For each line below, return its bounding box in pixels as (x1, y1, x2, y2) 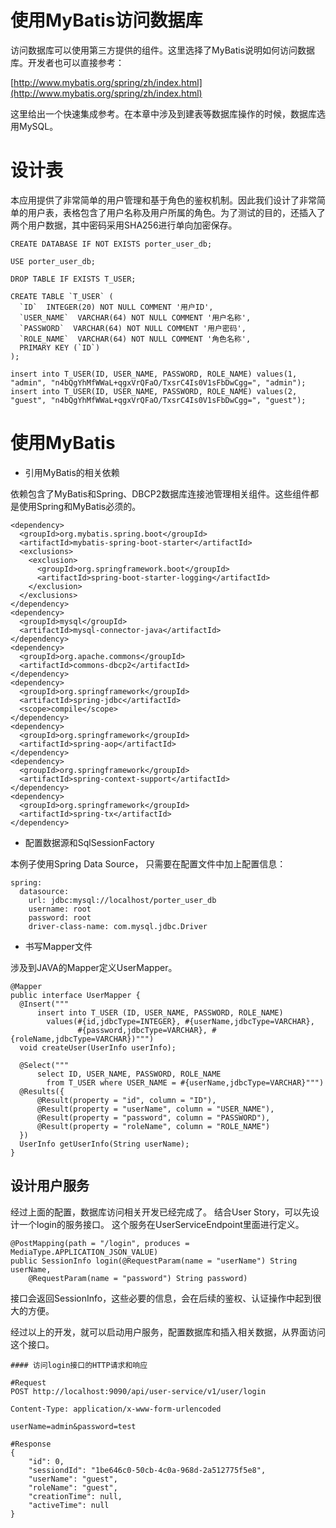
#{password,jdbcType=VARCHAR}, (77, 1025, 208, 1035)
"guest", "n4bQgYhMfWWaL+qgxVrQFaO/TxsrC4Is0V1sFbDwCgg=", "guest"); (10, 395, 307, 405)
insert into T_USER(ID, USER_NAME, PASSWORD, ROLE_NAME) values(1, (10, 369, 298, 379)
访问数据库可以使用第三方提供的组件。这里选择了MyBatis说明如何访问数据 (10, 44, 316, 56)
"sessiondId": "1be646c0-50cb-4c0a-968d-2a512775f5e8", (28, 1465, 267, 1475)
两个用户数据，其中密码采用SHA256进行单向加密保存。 (10, 219, 238, 231)
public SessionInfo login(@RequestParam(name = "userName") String (10, 1256, 298, 1266)
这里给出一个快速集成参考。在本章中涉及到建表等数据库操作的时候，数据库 (10, 107, 317, 120)
